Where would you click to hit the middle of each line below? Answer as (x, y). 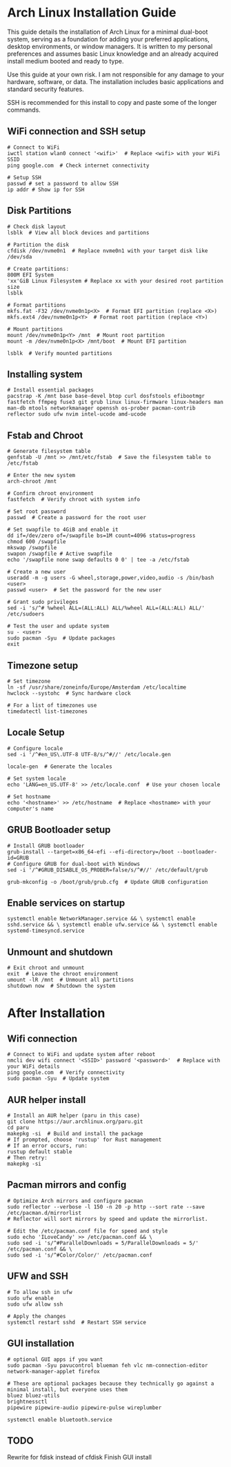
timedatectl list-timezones (48, 711)
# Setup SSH (24, 177)
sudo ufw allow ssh (35, 1304)
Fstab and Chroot (45, 435)
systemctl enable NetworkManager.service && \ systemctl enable (101, 919)
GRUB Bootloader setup (59, 830)
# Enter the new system (41, 476)
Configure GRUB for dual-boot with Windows (77, 864)
